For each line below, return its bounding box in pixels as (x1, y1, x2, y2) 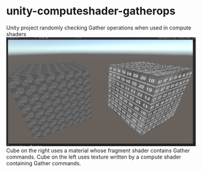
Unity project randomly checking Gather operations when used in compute (6, 24, 191, 31)
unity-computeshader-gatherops (6, 4, 176, 18)
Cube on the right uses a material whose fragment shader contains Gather (6, 147, 191, 154)
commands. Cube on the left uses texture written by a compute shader (6, 153, 182, 160)
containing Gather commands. (6, 159, 81, 166)
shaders (6, 30, 26, 37)
